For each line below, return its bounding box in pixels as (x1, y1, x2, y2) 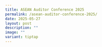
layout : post (5, 21, 32, 26)
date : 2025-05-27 (5, 16, 41, 21)
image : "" (5, 30, 25, 35)
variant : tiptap (5, 35, 38, 40)
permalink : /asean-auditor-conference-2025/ (5, 12, 98, 17)
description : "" (5, 25, 38, 30)
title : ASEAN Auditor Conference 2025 (5, 7, 84, 12)
